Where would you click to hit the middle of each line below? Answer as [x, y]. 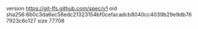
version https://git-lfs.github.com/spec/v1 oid [62, 8]
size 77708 [51, 21]
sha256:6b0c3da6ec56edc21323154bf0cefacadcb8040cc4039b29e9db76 [99, 14]
